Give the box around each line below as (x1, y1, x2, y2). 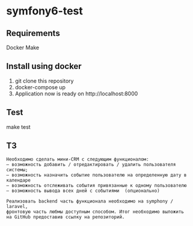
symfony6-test (6, 4, 83, 18)
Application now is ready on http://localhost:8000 (14, 90, 138, 97)
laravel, (6, 204, 28, 210)
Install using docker (6, 61, 82, 71)
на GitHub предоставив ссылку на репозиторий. (6, 214, 125, 220)
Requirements (6, 28, 60, 38)
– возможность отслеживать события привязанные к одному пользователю (6, 183, 187, 189)
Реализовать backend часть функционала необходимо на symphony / (6, 198, 173, 204)
